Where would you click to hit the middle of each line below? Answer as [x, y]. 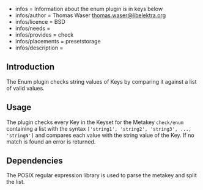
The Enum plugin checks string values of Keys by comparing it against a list [102, 81]
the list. [16, 182]
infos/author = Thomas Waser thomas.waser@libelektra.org [90, 15]
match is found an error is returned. [51, 141]
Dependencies [35, 161]
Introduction [31, 67]
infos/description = [39, 48]
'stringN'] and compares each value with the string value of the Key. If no [100, 135]
